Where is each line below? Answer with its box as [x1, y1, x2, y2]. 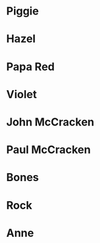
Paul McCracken [6, 143, 91, 157]
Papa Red [6, 59, 55, 73]
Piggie [6, 4, 39, 18]
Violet [6, 87, 38, 101]
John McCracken [6, 115, 95, 128]
